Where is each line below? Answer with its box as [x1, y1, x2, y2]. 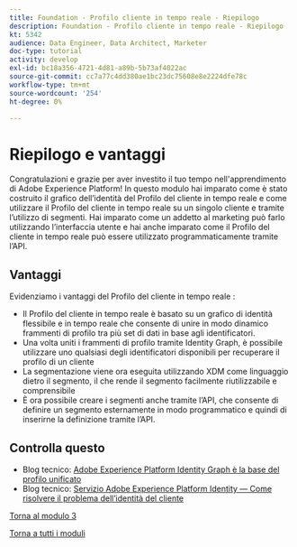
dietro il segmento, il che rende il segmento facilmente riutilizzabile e [22, 375, 277, 386]
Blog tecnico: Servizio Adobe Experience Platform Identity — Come [22, 483, 273, 494]
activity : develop [9, 55, 78, 64]
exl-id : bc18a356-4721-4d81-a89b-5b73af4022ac [9, 64, 187, 73]
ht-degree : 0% [9, 97, 63, 107]
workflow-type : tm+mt [9, 80, 91, 89]
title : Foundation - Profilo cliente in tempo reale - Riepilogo [9, 13, 259, 23]
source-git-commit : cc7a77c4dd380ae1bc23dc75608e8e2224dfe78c [9, 72, 247, 81]
